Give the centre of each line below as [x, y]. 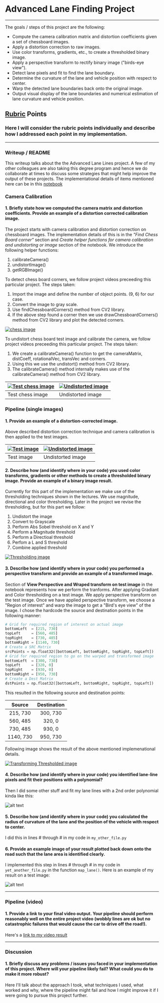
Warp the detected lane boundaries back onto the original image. [77, 88]
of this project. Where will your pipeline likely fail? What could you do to [79, 969]
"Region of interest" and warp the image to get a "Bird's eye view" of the [78, 605]
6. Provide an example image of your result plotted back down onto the [78, 849]
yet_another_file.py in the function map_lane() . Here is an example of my [79, 870]
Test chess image [28, 395]
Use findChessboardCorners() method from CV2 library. [69, 310]
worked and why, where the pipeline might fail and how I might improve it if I [82, 990]
